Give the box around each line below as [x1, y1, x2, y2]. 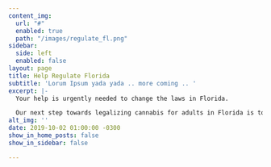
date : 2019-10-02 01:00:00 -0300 [8, 124, 121, 132]
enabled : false [15, 57, 67, 65]
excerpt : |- [8, 86, 48, 95]
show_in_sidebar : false [8, 139, 89, 147]
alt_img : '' [8, 116, 48, 125]
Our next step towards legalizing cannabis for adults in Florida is [15, 109, 254, 117]
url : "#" [15, 19, 45, 27]
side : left [15, 49, 52, 57]
